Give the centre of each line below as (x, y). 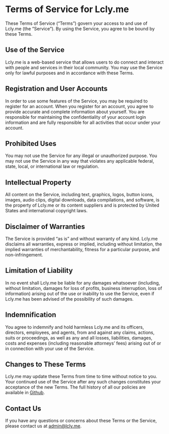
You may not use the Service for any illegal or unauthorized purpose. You (81, 156)
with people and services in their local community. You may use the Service (84, 67)
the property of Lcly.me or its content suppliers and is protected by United (82, 205)
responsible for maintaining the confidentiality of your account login (76, 117)
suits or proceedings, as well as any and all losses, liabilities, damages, (79, 337)
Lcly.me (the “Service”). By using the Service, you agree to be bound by (80, 28)
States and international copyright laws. (46, 211)
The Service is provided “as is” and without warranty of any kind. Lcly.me (81, 239)
